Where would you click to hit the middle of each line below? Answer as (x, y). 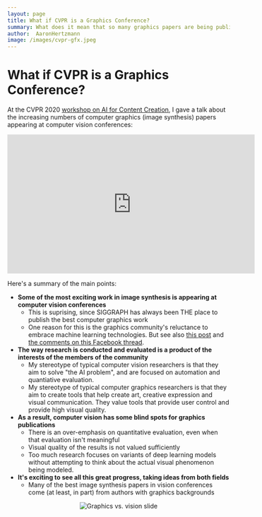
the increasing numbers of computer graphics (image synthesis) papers (112, 117)
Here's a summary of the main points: (62, 284)
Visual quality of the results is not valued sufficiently (104, 447)
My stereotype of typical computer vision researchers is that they (123, 365)
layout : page (26, 14)
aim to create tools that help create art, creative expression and (120, 395)
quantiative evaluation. (61, 380)
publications (36, 425)
